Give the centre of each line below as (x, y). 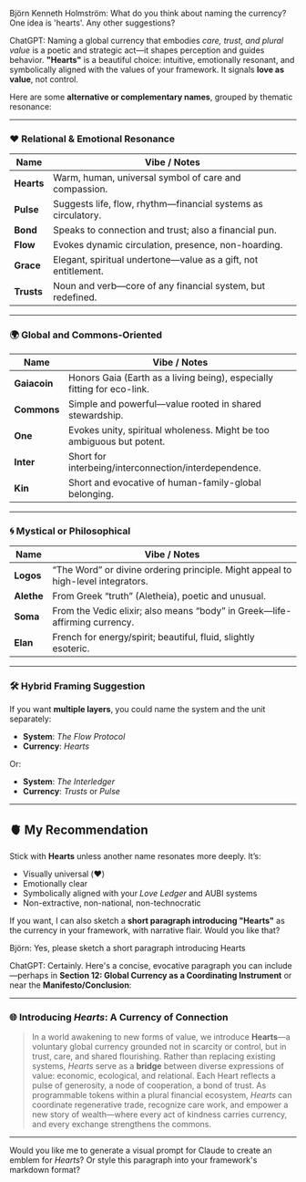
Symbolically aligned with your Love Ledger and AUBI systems (140, 893)
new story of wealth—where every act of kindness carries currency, (159, 1115)
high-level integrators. (100, 581)
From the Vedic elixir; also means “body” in (144, 610)
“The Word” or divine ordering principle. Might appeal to (172, 569)
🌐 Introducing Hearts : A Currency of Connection (119, 1017)
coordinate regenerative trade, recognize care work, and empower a (160, 1105)
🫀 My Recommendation (79, 829)
